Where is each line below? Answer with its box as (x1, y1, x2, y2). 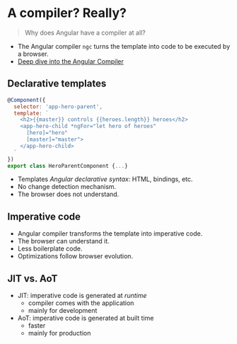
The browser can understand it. (17, 237, 110, 246)
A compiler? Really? (7, 5, 127, 21)
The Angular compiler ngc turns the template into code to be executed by (17, 42, 231, 50)
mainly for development (28, 306, 98, 314)
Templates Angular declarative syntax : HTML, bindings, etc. (17, 175, 193, 183)
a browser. (17, 50, 49, 58)
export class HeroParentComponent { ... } (7, 162, 129, 169)
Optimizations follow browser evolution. (17, 252, 133, 260)
